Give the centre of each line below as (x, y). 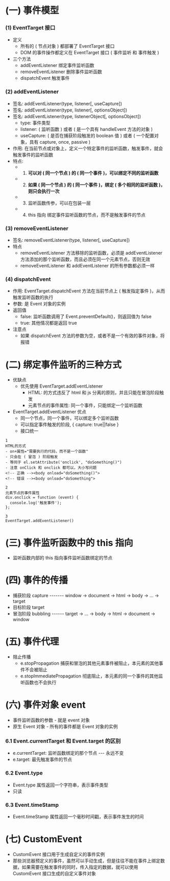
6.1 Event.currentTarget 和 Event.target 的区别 (63, 741)
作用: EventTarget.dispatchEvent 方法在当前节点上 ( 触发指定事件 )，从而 (89, 291)
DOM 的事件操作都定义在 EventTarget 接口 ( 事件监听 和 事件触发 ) (90, 53)
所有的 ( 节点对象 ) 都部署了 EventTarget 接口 (67, 46)
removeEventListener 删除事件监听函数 (61, 72)
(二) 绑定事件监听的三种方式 (63, 365)
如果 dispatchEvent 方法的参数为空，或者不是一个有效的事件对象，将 (92, 336)
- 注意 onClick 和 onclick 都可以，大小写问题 (51, 468)
